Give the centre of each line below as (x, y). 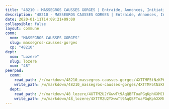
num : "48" (20, 66)
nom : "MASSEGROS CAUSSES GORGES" (45, 38)
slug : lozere (23, 61)
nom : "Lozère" (24, 57)
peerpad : (14, 71)
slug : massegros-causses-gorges (44, 43)
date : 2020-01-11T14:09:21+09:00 (40, 19)
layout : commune (22, 29)
